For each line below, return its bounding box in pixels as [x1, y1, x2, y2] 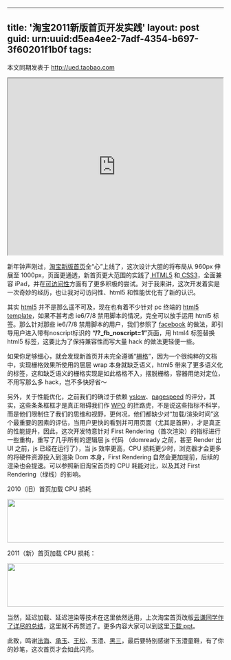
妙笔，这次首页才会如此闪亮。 [12, 645, 98, 653]
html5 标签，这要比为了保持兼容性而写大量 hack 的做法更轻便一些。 [7, 337, 199, 346]
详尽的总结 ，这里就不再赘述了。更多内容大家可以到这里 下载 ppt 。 [12, 621, 199, 630]
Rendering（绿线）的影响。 [7, 470, 85, 478]
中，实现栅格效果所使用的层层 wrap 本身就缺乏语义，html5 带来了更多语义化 [7, 360, 223, 369]
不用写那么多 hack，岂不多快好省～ [7, 377, 107, 386]
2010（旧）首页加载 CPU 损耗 [7, 484, 91, 493]
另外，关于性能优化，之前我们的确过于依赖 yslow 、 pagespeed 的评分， [7, 392, 210, 401]
